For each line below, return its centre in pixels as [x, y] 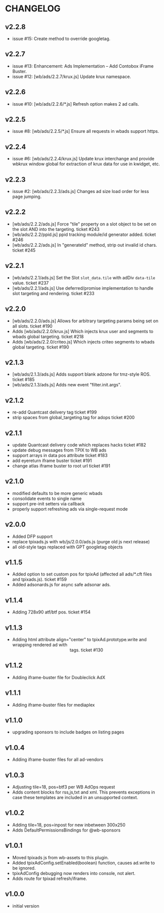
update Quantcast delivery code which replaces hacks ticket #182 [79, 445]
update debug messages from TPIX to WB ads [59, 450]
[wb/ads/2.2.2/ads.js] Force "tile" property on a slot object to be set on [84, 224]
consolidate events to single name [47, 498]
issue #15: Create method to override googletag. [61, 38]
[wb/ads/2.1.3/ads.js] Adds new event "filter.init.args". [67, 385]
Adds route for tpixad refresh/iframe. [49, 878]
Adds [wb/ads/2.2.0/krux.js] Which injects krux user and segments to [83, 331]
